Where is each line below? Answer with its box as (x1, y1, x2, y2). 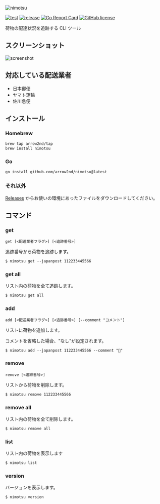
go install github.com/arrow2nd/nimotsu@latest (5, 170, 108, 175)
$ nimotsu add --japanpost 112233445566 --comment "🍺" (5, 347, 123, 353)
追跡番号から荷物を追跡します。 (5, 249, 72, 255)
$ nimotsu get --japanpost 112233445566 (5, 259, 92, 264)
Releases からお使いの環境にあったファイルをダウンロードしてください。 (5, 195, 158, 201)
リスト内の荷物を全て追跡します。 (5, 283, 76, 289)
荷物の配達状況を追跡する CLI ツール (5, 25, 81, 31)
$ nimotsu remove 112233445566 (5, 392, 71, 397)
